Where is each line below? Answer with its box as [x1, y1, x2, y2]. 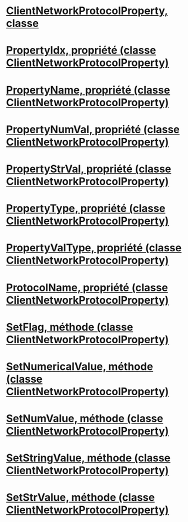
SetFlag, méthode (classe [6, 320, 133, 334]
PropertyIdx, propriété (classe [6, 44, 157, 57]
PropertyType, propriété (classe [6, 202, 166, 215]
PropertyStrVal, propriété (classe [6, 162, 172, 175]
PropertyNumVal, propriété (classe [6, 123, 180, 136]
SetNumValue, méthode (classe [6, 412, 163, 425]
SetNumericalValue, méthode [6, 360, 153, 373]
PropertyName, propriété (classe [6, 83, 170, 97]
